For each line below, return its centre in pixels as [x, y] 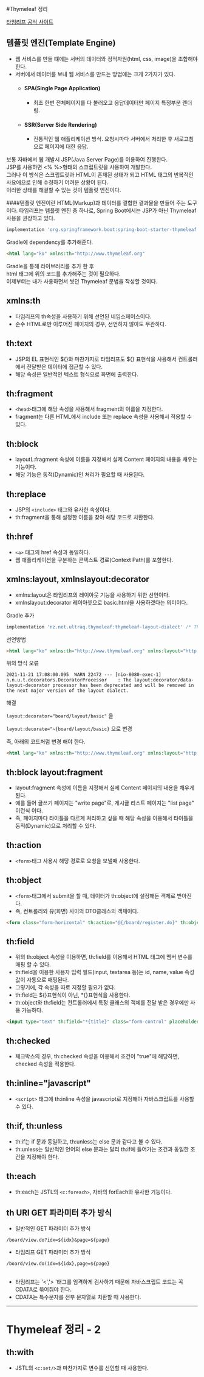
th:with [20, 1352]
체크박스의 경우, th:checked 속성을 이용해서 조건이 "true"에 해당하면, [97, 1056]
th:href [20, 537]
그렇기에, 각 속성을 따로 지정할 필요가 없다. [65, 987]
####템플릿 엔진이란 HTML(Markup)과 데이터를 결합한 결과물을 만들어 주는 [96, 203]
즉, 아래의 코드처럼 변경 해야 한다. [46, 742]
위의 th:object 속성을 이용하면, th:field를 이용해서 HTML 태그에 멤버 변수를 [104, 957]
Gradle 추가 [20, 615]
